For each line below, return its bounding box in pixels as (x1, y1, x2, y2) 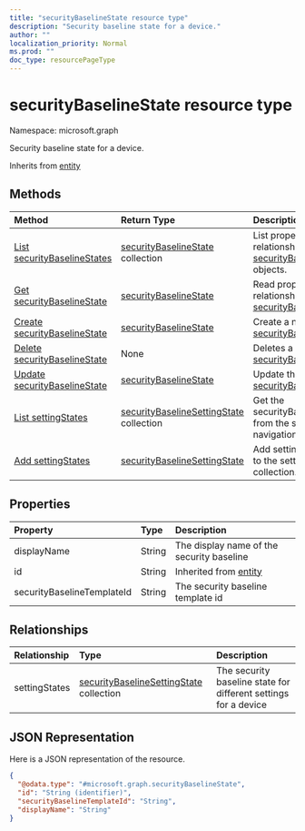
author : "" (9, 30, 51, 39)
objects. (252, 263, 288, 276)
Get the (252, 393, 285, 406)
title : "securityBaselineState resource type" (9, 13, 189, 23)
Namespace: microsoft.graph (9, 125, 119, 136)
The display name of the (174, 539, 279, 552)
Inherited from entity (174, 565, 263, 578)
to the (252, 454, 279, 467)
